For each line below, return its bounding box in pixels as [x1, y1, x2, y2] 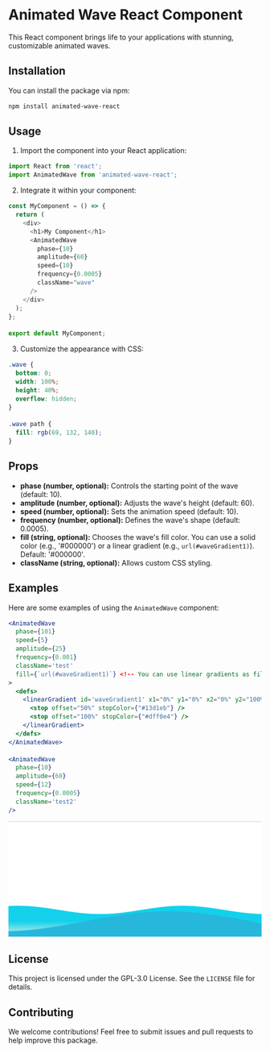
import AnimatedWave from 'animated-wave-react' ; [8, 171, 178, 179]
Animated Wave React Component [8, 6, 243, 24]
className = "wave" [37, 279, 95, 287]
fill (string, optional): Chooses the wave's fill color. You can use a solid [19, 532, 256, 541]
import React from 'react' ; [8, 163, 103, 171]
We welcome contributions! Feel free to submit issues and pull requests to [8, 1027, 253, 1037]
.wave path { [8, 421, 52, 429]
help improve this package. [8, 1035, 98, 1045]
